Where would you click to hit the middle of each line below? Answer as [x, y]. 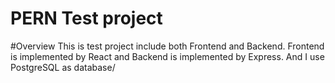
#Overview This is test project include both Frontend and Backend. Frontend [167, 46]
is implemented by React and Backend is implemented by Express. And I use [167, 56]
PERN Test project [86, 18]
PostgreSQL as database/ [63, 67]
